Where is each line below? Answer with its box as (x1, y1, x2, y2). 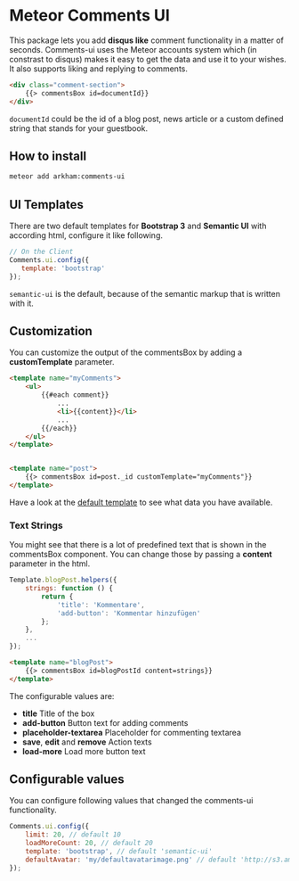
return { (41, 592, 74, 601)
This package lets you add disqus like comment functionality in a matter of (9, 35, 285, 45)
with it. (9, 298, 34, 309)
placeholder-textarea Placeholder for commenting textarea (21, 727, 242, 737)
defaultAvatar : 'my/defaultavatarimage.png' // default (25, 855, 238, 864)
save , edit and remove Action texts (21, 737, 153, 747)
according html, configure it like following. (9, 230, 163, 241)
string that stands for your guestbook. (9, 122, 149, 134)
